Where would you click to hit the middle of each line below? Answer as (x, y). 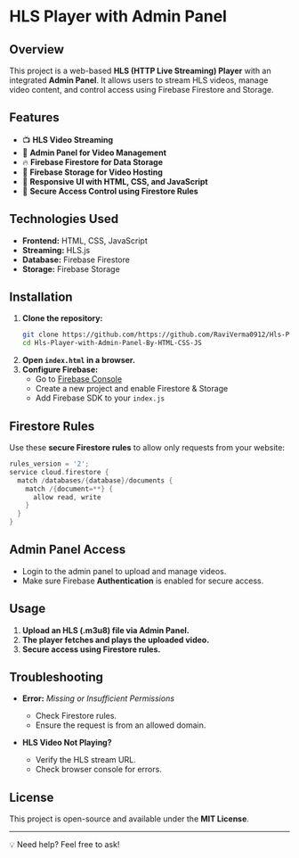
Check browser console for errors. (98, 770)
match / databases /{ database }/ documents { (95, 480)
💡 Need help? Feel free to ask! (65, 845)
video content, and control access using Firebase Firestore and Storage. (141, 90)
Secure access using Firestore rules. (91, 649)
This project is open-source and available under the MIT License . (129, 819)
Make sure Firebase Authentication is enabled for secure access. (143, 581)
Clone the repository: (62, 318)
